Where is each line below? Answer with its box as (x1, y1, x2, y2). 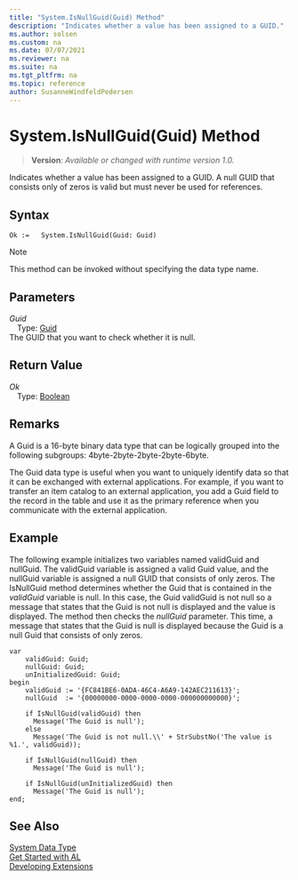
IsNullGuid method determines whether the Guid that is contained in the (9, 582, 272, 593)
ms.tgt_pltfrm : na (9, 71, 77, 80)
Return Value (9, 357, 83, 373)
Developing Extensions (9, 861, 93, 872)
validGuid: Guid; (25, 654, 90, 663)
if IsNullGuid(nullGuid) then (25, 756, 138, 764)
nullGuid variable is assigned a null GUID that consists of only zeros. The (9, 572, 276, 583)
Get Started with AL (9, 852, 82, 862)
